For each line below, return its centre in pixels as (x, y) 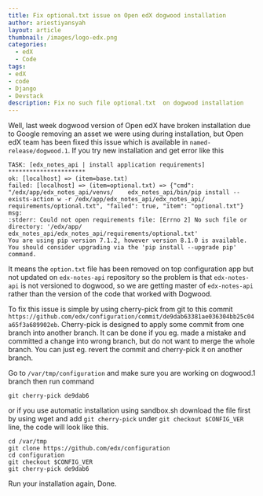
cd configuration (37, 456)
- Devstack (26, 96)
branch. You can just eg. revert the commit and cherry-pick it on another (125, 350)
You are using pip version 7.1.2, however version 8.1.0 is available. (128, 241)
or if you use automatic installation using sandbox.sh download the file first (130, 410)
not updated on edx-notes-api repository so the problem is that (110, 277)
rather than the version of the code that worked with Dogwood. (110, 294)
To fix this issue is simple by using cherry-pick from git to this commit (121, 309)
